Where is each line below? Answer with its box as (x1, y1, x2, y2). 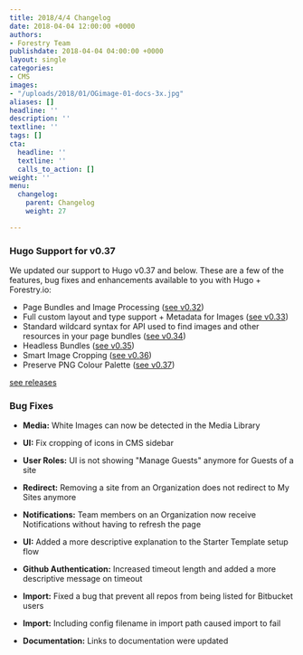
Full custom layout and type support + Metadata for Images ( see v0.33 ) (22, 311, 289, 322)
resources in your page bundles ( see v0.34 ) (22, 331, 187, 342)
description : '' (9, 114, 71, 123)
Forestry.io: (9, 284, 52, 295)
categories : (9, 64, 54, 73)
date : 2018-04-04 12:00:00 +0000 (9, 22, 136, 31)
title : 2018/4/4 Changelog (9, 13, 111, 23)
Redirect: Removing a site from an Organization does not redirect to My (22, 482, 289, 493)
